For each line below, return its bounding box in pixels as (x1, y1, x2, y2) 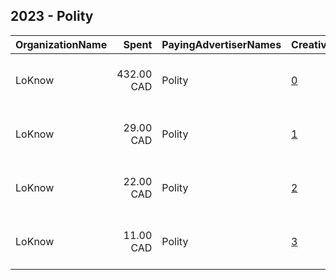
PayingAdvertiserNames (161, 37, 282, 51)
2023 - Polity (10, 8, 94, 25)
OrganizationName (15, 37, 108, 51)
